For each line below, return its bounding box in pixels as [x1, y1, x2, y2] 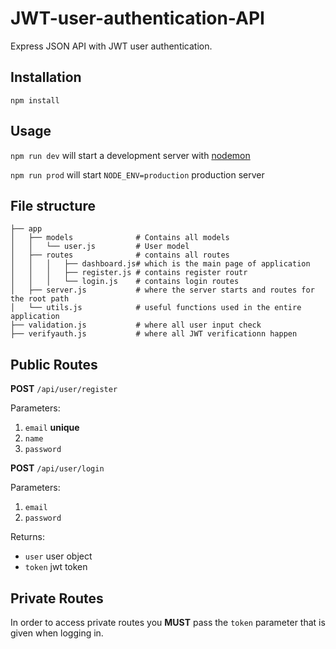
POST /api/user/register [10, 383, 118, 395]
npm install [10, 95, 60, 106]
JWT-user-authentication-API [10, 7, 265, 30]
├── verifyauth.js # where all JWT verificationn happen [10, 329, 298, 339]
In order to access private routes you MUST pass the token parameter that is [10, 617, 326, 628]
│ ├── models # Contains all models [10, 233, 230, 243]
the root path [10, 294, 70, 304]
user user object [24, 550, 93, 562]
